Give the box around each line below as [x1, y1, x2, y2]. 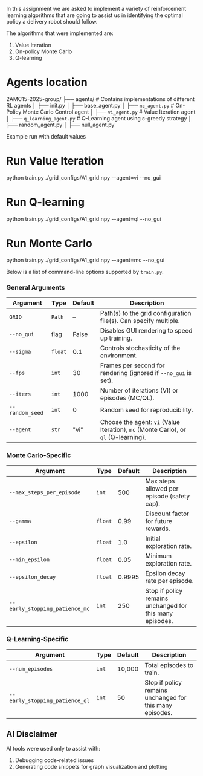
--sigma [9, 348, 31, 356]
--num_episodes [9, 665, 53, 672]
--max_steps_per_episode [9, 489, 81, 496]
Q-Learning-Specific [6, 635, 69, 644]
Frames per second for [100, 361, 165, 370]
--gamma [9, 518, 31, 525]
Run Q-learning [6, 195, 85, 209]
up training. [100, 334, 133, 342]
